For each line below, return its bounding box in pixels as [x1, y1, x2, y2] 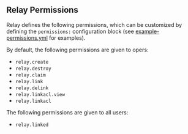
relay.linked [15, 122, 49, 128]
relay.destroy [15, 65, 51, 72]
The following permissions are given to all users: [6, 108, 129, 116]
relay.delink [15, 85, 49, 91]
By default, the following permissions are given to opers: [6, 46, 149, 53]
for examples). [48, 34, 86, 42]
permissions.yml [6, 34, 48, 42]
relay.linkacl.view [15, 91, 66, 97]
